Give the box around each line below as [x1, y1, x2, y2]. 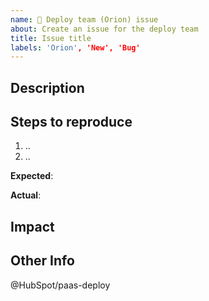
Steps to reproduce [10, 114, 133, 131]
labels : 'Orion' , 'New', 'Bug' [10, 42, 141, 53]
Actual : [10, 189, 42, 201]
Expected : [10, 170, 54, 182]
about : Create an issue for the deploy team [10, 24, 199, 34]
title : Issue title [10, 33, 92, 43]
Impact [10, 218, 55, 235]
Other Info [10, 252, 75, 270]
